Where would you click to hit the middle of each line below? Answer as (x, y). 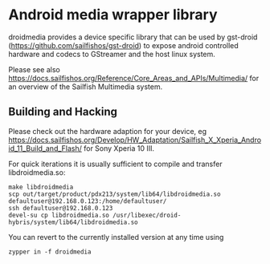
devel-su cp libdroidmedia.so (59, 215)
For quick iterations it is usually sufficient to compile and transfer (115, 164)
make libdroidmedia (41, 187)
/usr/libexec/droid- (147, 215)
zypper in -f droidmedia (50, 252)
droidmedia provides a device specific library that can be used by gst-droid (133, 37)
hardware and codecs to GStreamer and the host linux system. (112, 54)
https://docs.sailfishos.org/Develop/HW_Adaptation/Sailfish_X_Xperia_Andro (135, 140)
